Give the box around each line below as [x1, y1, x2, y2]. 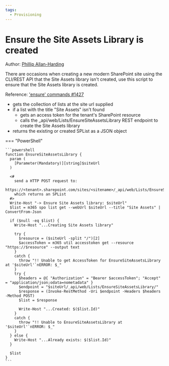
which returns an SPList [14, 192, 66, 197]
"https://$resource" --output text [5, 245, 80, 250]
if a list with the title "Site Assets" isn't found [12, 107, 105, 113]
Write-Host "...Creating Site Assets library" [14, 223, 114, 228]
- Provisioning [10, 12, 42, 17]
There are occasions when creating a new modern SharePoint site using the [5, 71, 162, 77]
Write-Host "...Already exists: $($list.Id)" [14, 338, 112, 343]
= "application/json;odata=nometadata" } [5, 280, 94, 285]
